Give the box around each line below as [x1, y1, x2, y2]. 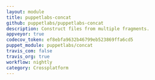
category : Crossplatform [6, 64, 69, 71]
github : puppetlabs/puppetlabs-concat [6, 20, 104, 26]
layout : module [6, 8, 45, 15]
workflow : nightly [6, 59, 52, 65]
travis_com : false [6, 48, 52, 54]
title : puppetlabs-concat [6, 14, 71, 20]
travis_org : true [6, 54, 50, 60]
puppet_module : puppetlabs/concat [6, 43, 93, 49]
